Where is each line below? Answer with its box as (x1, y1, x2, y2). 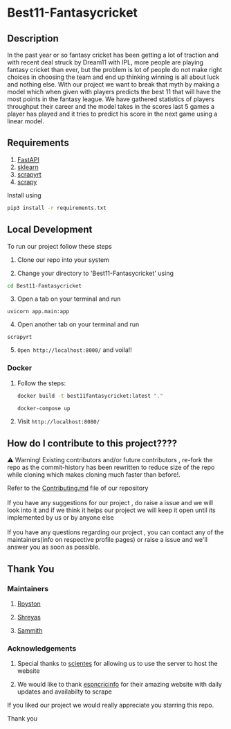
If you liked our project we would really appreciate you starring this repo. (7, 701, 214, 710)
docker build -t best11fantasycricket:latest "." (17, 392, 164, 399)
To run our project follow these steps (7, 242, 112, 250)
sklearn (17, 163, 39, 171)
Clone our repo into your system (17, 255, 109, 264)
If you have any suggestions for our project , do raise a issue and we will (7, 499, 213, 507)
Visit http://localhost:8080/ (17, 417, 100, 425)
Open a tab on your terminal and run (17, 295, 121, 303)
